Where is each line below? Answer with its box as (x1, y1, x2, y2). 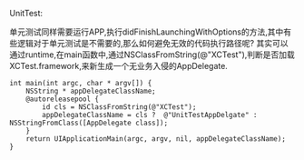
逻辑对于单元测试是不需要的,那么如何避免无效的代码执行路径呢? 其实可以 (16, 38, 289, 48)
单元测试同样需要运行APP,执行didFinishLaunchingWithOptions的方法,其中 (9, 26, 284, 37)
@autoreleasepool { (25, 95, 100, 104)
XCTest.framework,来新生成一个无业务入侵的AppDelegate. (9, 61, 229, 71)
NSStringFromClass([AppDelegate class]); (9, 118, 169, 127)
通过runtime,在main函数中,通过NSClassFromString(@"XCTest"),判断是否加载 (9, 49, 295, 60)
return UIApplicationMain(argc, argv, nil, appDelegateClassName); (25, 135, 286, 144)
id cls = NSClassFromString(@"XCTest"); (42, 103, 197, 112)
